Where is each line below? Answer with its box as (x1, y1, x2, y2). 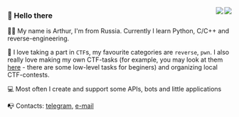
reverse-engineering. (7, 34, 70, 43)
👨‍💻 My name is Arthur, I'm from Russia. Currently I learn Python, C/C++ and (7, 27, 230, 35)
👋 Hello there (7, 11, 53, 21)
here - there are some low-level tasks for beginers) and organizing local (7, 63, 218, 72)
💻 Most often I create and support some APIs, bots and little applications (7, 85, 222, 94)
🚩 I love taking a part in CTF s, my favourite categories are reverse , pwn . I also (7, 48, 230, 57)
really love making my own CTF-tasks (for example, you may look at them (7, 55, 223, 64)
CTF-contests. (7, 71, 50, 79)
